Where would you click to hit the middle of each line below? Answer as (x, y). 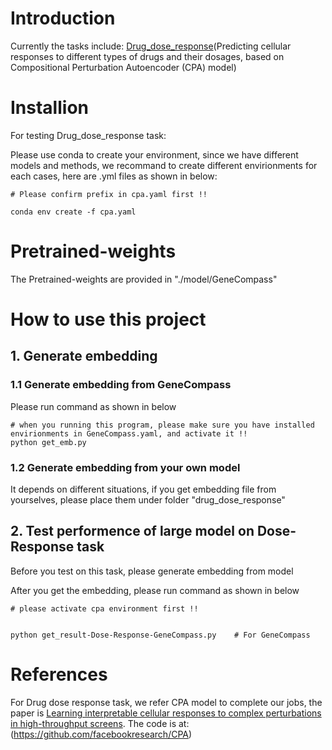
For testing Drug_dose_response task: (88, 135)
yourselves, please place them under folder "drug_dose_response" (148, 499)
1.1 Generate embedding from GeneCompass (121, 385)
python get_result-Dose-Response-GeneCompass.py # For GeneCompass (160, 635)
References (59, 674)
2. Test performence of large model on (132, 531)
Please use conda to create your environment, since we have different (154, 154)
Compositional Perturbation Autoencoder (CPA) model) (123, 67)
